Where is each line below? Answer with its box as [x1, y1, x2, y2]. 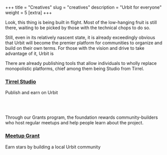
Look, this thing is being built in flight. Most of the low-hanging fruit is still [5, 20, 157, 25]
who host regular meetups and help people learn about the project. [5, 120, 144, 126]
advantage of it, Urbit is [5, 50, 54, 56]
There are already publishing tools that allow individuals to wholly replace [5, 60, 157, 66]
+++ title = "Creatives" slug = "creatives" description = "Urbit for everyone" [5, 5, 162, 10]
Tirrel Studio [5, 78, 37, 85]
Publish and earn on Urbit [5, 90, 58, 96]
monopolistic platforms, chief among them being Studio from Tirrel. [5, 65, 144, 71]
